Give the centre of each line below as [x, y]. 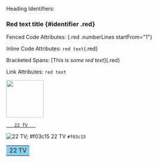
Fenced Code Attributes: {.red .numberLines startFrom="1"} [79, 37]
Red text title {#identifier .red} [51, 24]
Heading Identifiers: [30, 9]
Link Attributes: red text [36, 72]
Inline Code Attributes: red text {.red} [52, 49]
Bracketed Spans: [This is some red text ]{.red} [63, 60]
